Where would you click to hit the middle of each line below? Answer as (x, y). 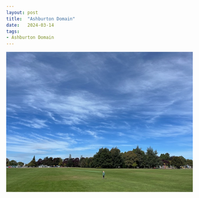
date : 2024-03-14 (30, 25)
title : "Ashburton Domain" (41, 19)
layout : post (22, 12)
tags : (13, 31)
